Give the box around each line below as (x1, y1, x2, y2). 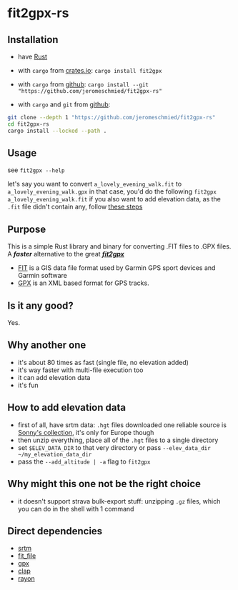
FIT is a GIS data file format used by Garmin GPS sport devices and (17, 264, 216, 272)
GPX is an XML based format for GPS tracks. (17, 279, 149, 287)
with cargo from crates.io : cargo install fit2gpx (17, 66, 162, 74)
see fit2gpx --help (7, 166, 65, 174)
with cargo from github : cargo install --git (17, 80, 149, 89)
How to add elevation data (7, 401, 127, 414)
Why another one (7, 339, 86, 351)
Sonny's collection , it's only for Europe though (17, 428, 154, 436)
